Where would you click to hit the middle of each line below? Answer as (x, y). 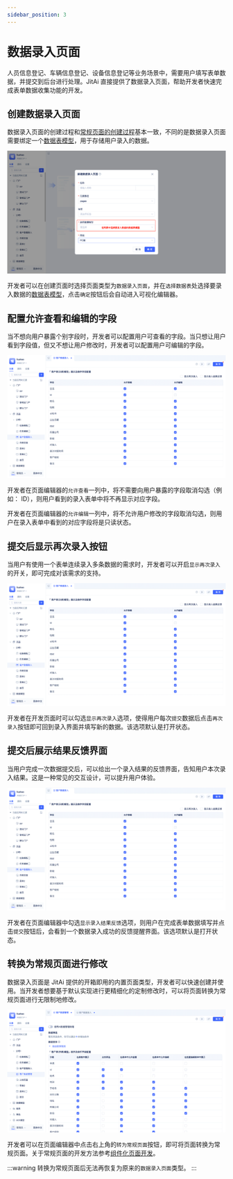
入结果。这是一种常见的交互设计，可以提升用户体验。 (83, 777)
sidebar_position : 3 (37, 15)
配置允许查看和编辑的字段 (62, 319)
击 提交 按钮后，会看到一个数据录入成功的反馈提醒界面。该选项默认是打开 (110, 931)
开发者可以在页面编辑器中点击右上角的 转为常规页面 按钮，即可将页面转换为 (111, 1144)
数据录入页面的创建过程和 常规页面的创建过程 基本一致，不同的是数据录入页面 (116, 132)
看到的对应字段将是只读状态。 (92, 522)
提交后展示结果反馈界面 (57, 751)
